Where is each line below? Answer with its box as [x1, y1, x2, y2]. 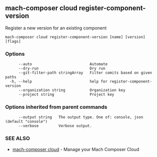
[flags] [5, 39, 21, 44]
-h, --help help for [9, 79, 108, 84]
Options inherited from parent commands [5, 104, 108, 111]
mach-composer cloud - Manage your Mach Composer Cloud [12, 146, 139, 152]
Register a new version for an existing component [5, 25, 107, 31]
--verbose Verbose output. [18, 124, 92, 129]
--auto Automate [18, 62, 108, 67]
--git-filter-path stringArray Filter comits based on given [18, 71, 153, 76]
